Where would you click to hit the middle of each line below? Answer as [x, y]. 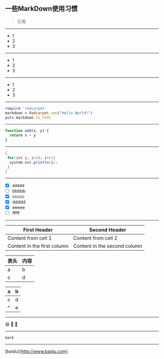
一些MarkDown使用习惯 [41, 9]
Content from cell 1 [30, 238]
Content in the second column [108, 246]
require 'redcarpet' [26, 108]
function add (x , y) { [27, 131]
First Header [38, 230]
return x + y [23, 136]
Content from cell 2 [95, 238]
